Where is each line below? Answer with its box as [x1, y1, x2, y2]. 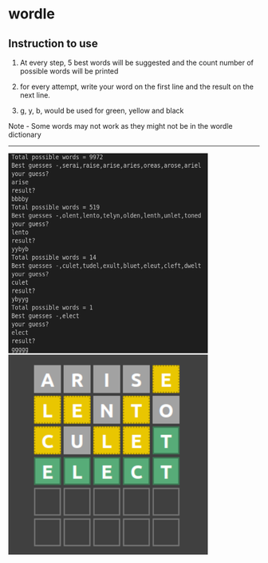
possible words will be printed [19, 66, 119, 76]
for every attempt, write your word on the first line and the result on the [19, 82, 254, 91]
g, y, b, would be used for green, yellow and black [19, 106, 184, 115]
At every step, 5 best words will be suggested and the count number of [19, 58, 254, 67]
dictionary [8, 130, 41, 139]
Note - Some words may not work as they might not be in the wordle [8, 122, 233, 130]
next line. [19, 90, 50, 100]
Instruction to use [8, 37, 98, 50]
